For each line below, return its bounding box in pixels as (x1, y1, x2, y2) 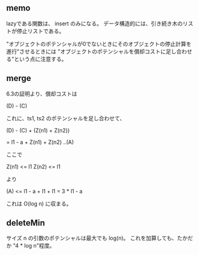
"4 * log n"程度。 (13, 242, 55, 250)
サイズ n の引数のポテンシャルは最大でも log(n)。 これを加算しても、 (6, 234, 177, 242)
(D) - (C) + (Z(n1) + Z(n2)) (6, 126, 70, 134)
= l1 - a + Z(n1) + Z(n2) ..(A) (6, 138, 74, 146)
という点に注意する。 (14, 55, 68, 62)
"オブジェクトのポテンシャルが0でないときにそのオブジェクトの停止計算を (6, 40, 192, 47)
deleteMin (6, 218, 45, 228)
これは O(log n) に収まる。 (6, 200, 72, 207)
